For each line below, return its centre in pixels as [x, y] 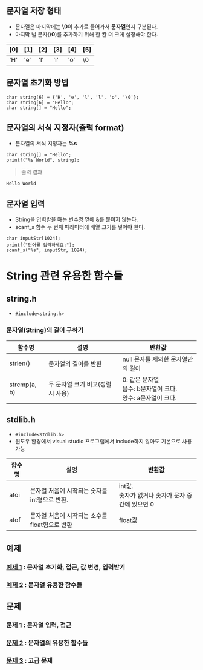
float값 [128, 520]
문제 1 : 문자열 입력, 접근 [39, 625]
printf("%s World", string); [43, 160]
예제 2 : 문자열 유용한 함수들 [44, 585]
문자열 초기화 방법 [37, 83]
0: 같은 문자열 [141, 379]
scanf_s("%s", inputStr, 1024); [47, 250]
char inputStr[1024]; [34, 239]
